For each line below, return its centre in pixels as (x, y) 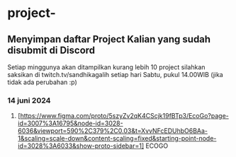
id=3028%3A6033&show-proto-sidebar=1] (80, 146)
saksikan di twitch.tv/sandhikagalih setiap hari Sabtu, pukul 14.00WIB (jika (115, 75)
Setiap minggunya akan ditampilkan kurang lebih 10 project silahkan (106, 67)
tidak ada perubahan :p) (43, 82)
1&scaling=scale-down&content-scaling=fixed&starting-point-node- (117, 139)
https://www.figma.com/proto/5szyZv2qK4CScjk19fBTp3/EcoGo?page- (124, 116)
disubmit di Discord (51, 50)
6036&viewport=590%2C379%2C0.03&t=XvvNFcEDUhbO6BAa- (112, 131)
